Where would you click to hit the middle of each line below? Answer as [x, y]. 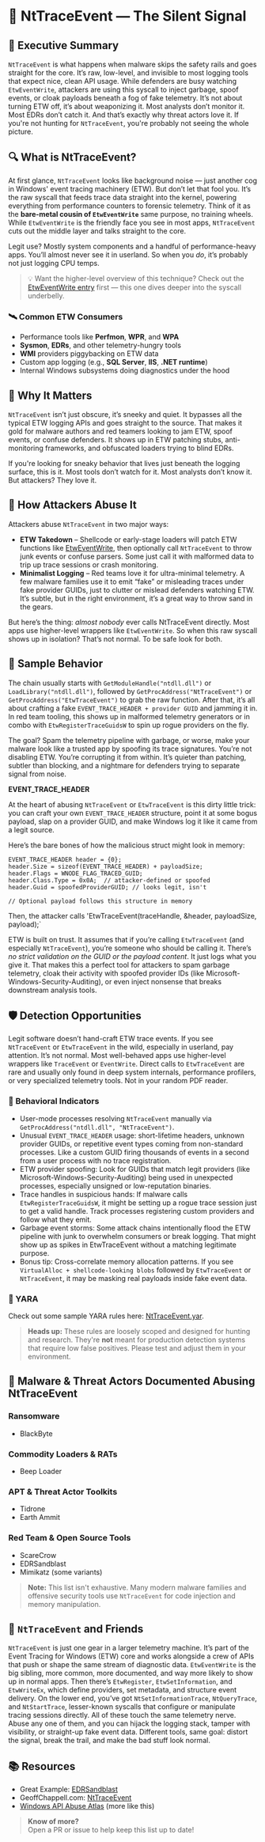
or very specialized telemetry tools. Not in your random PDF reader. [118, 1081]
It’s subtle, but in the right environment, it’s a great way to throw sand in [136, 598]
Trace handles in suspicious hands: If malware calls [104, 1194]
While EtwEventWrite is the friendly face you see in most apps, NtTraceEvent [132, 222]
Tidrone [32, 1509]
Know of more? [53, 1821]
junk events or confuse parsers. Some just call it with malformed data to [137, 556]
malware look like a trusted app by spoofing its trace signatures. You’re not [130, 749]
